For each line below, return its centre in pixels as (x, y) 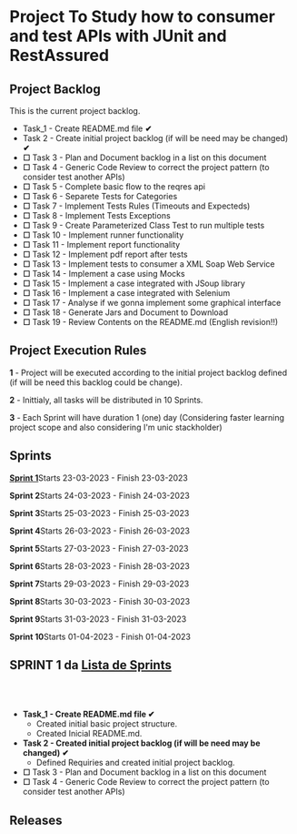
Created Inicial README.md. (89, 734)
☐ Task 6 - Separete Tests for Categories (100, 196)
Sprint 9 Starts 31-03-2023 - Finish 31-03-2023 (98, 619)
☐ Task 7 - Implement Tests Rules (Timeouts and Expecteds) (136, 206)
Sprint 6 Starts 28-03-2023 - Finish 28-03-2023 (100, 565)
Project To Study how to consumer (142, 17)
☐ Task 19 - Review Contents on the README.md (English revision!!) (150, 322)
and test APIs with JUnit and (118, 36)
